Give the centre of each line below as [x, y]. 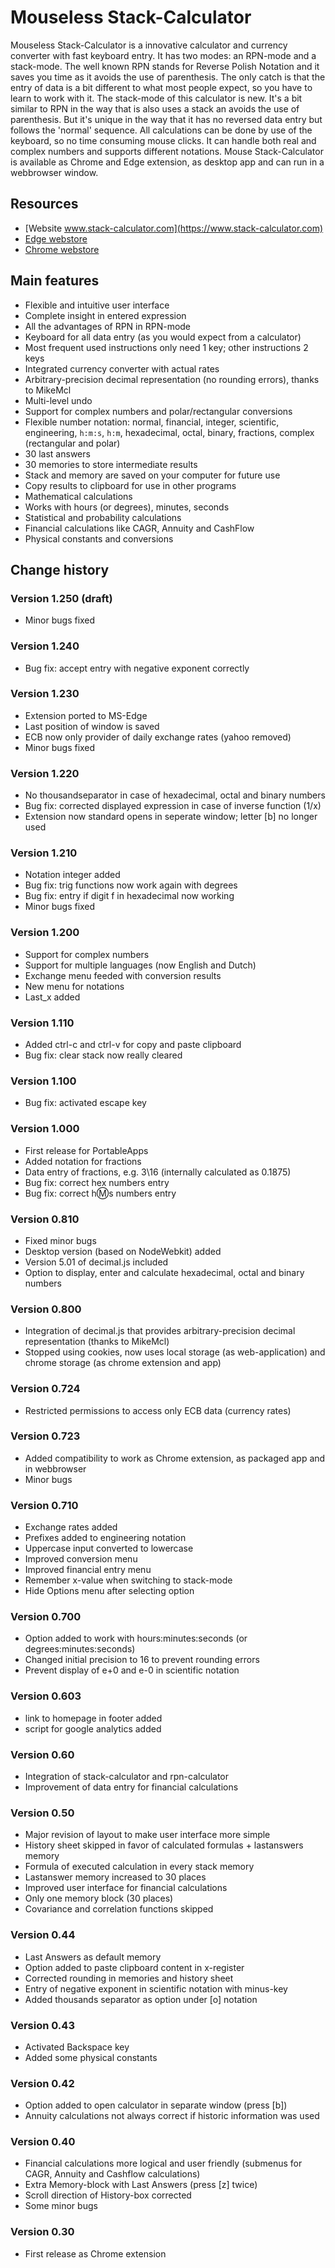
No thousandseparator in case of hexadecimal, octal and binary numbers [175, 795]
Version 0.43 [42, 2025]
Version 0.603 [46, 1696]
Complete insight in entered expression [105, 315]
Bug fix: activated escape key [85, 1103]
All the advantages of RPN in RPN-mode [108, 326]
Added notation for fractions [83, 1161]
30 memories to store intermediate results [111, 464]
